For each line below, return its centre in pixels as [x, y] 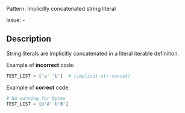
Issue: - [16, 20]
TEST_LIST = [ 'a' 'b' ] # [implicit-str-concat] [68, 76]
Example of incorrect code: [41, 65]
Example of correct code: [38, 87]
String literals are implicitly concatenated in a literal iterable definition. [93, 53]
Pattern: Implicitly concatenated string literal [61, 9]
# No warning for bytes [36, 98]
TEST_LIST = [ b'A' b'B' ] [37, 104]
